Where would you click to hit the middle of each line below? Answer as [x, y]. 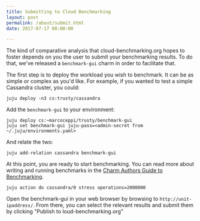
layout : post [22, 17]
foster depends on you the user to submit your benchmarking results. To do [99, 57]
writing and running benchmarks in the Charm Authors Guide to [84, 170]
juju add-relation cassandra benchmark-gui [61, 153]
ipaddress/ [20, 206]
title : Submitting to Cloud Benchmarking [59, 12]
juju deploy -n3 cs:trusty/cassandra [53, 99]
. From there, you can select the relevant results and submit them [113, 205]
